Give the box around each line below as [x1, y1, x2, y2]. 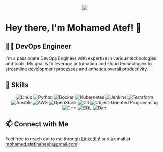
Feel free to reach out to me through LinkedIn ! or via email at [5, 136, 131, 142]
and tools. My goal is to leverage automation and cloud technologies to [5, 61, 152, 66]
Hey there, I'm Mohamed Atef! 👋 [5, 22, 142, 34]
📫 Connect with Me [5, 120, 69, 128]
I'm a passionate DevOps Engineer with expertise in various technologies [5, 55, 157, 61]
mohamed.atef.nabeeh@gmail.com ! [5, 141, 79, 147]
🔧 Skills [5, 81, 29, 89]
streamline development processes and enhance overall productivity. [5, 66, 148, 72]
